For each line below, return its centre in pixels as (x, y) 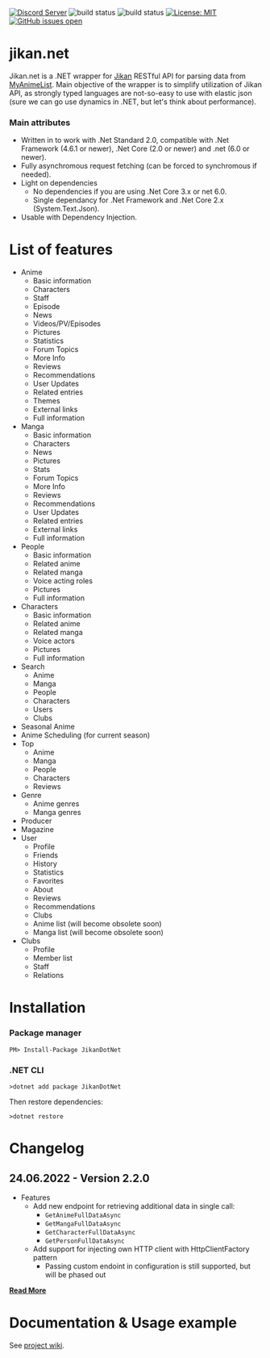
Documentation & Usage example (123, 1323)
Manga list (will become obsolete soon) (98, 933)
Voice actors (54, 641)
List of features (61, 250)
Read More (28, 1290)
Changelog (47, 1149)
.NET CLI (27, 1070)
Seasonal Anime (48, 727)
